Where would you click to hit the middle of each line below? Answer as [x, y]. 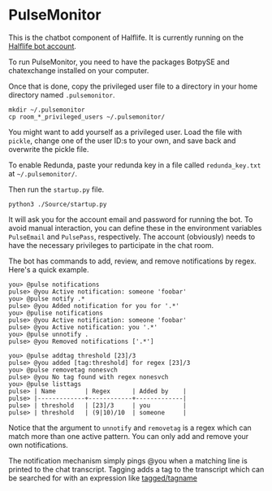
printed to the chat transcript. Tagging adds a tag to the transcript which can [136, 469]
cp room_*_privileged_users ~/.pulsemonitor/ [86, 117]
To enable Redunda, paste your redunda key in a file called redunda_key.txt [135, 165]
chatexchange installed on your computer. [79, 70]
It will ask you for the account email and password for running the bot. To [131, 219]
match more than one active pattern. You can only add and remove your [129, 436]
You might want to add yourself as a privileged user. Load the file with [125, 132]
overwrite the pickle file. [49, 149]
